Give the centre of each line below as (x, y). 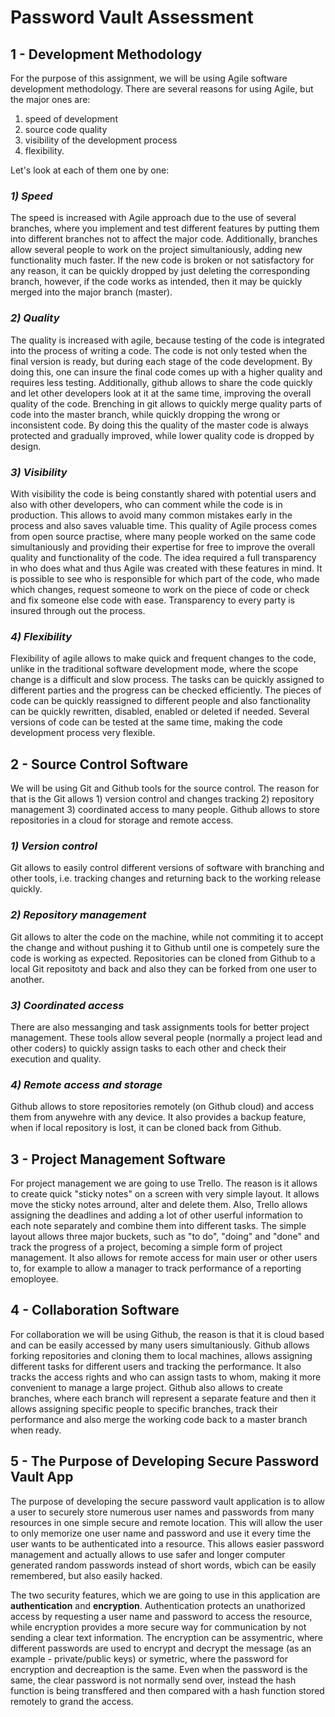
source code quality (66, 129)
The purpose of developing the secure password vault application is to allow (168, 1501)
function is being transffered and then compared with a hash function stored (167, 1690)
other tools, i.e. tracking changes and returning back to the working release (166, 878)
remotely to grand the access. (72, 1701)
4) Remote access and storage (86, 1084)
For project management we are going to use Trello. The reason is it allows (164, 1183)
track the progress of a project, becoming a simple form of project (146, 1247)
